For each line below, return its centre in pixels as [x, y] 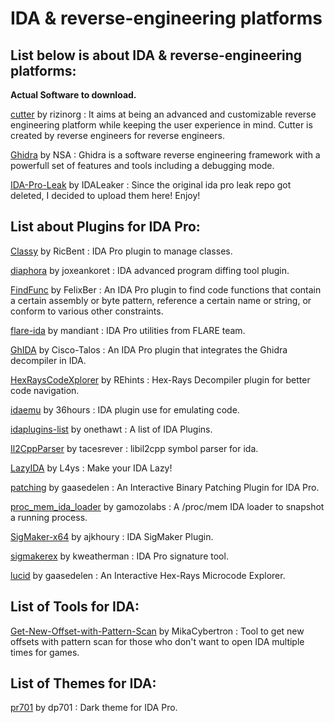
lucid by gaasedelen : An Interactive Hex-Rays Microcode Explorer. [148, 575]
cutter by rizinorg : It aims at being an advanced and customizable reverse [163, 114]
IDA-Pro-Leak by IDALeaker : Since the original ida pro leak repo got [151, 185]
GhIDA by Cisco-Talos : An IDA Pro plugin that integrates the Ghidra [149, 349]
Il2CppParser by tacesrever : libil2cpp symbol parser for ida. [134, 448]
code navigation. [45, 390]
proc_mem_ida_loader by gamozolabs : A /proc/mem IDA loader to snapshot [167, 506]
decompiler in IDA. [48, 360]
